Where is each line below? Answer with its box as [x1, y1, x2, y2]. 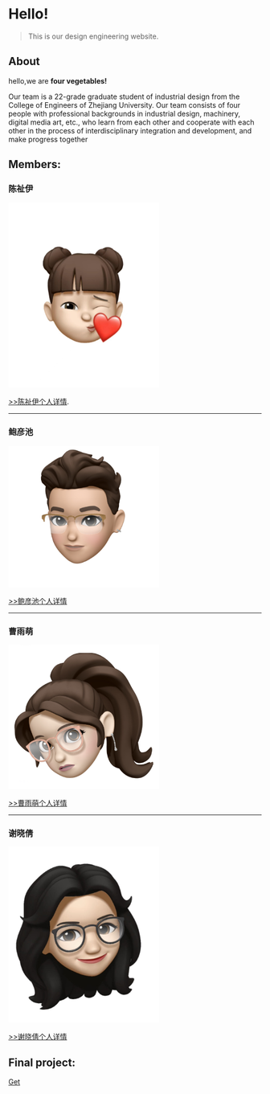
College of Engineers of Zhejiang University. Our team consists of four [8, 100, 241, 109]
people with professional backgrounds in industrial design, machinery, [8, 109, 241, 118]
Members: [8, 158, 62, 171]
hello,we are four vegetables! [8, 76, 108, 85]
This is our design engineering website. [27, 31, 159, 41]
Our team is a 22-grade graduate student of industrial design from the [8, 92, 240, 101]
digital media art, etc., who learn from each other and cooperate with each [8, 117, 255, 127]
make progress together [8, 134, 88, 144]
